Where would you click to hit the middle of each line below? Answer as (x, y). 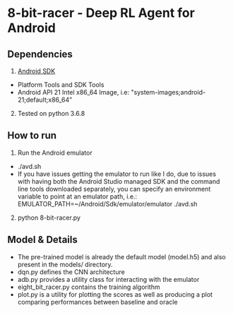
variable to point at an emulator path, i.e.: (77, 196)
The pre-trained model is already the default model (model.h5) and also (121, 256)
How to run (32, 136)
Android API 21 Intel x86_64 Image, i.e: (73, 92)
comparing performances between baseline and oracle (97, 302)
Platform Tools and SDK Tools (61, 85)
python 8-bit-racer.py (49, 218)
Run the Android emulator (55, 153)
